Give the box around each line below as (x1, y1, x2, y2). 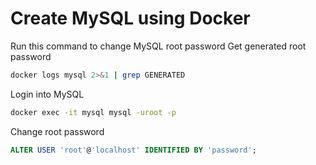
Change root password (10, 125, 105, 137)
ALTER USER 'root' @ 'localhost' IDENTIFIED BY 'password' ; (10, 145, 257, 155)
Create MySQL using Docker (10, 7, 251, 30)
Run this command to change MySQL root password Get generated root (10, 40, 307, 52)
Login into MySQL (10, 88, 85, 100)
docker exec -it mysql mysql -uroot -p (10, 107, 177, 117)
